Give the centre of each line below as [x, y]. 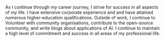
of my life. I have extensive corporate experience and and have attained [79, 12]
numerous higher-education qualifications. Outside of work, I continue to [80, 18]
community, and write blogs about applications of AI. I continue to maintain [82, 28]
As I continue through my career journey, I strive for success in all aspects [82, 7]
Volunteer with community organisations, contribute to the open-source [79, 23]
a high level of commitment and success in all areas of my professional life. [83, 33]
